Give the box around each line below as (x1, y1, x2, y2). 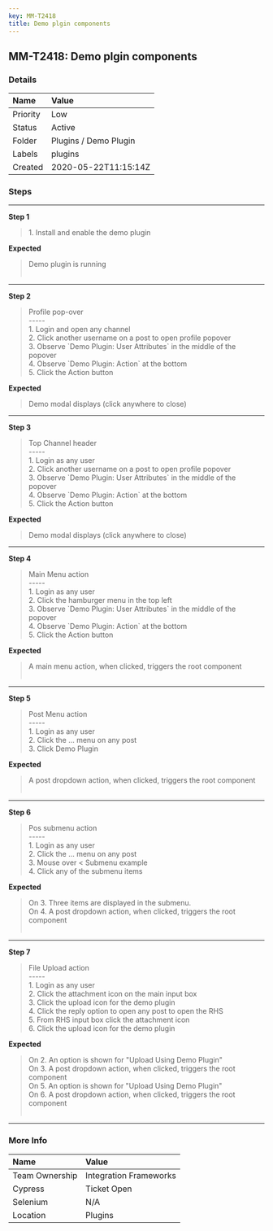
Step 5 (8, 693, 31, 704)
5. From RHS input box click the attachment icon (28, 1015, 190, 1025)
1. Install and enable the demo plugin (28, 228, 151, 238)
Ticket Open (84, 1183, 132, 1194)
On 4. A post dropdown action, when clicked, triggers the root (28, 906, 236, 916)
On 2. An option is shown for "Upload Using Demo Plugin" (28, 1055, 223, 1065)
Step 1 (8, 212, 30, 222)
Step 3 (8, 422, 31, 432)
